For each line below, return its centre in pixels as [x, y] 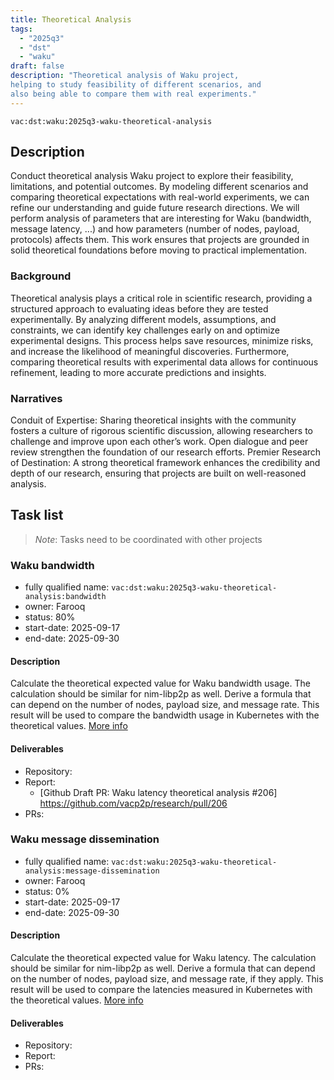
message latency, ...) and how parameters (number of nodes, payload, [155, 229]
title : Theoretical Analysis [71, 19]
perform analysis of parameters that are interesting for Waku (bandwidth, [161, 218]
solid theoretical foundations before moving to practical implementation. [159, 250]
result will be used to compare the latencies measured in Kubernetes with [161, 990]
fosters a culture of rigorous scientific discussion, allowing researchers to [161, 431]
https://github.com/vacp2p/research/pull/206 [133, 803]
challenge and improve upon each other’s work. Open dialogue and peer [159, 442]
